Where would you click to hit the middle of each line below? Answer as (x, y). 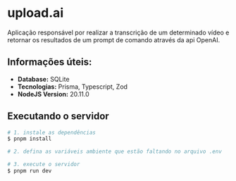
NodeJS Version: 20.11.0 (53, 94)
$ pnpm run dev (30, 171)
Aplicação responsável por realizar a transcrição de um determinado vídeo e (118, 32)
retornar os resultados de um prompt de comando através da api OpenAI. (114, 39)
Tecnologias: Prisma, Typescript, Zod (73, 87)
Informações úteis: (50, 62)
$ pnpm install (30, 139)
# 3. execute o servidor (44, 164)
